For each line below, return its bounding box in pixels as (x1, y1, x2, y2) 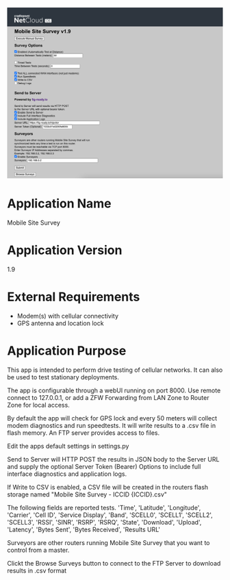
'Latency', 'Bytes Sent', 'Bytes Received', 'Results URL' (7, 525, 161, 533)
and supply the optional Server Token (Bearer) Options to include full (7, 462, 201, 470)
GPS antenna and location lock (16, 319, 104, 327)
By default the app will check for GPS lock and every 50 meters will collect (7, 414, 218, 422)
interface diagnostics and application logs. (7, 470, 127, 478)
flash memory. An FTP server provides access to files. (7, 429, 160, 437)
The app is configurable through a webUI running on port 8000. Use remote (7, 386, 221, 394)
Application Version (7, 242, 123, 258)
